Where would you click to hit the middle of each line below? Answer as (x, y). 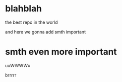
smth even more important (61, 52)
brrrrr (11, 75)
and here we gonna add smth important (45, 32)
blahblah (24, 9)
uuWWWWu (18, 65)
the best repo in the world (31, 22)
